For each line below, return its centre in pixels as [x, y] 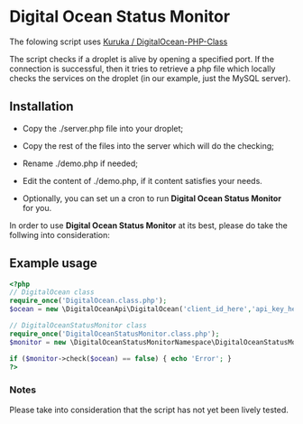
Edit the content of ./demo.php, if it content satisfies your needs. [142, 180]
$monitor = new [38, 342]
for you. [37, 207]
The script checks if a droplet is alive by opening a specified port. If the [142, 59]
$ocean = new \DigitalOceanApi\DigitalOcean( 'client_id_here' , [131, 309]
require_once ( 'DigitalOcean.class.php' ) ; [88, 301]
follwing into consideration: [60, 235]
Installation [41, 107]
